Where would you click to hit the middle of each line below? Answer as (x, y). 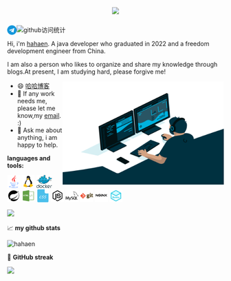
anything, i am (37, 137)
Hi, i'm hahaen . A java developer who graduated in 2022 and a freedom (108, 43)
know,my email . (39, 115)
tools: (15, 165)
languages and (29, 158)
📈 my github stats (34, 228)
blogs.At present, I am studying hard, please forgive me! (87, 72)
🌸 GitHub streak (30, 257)
